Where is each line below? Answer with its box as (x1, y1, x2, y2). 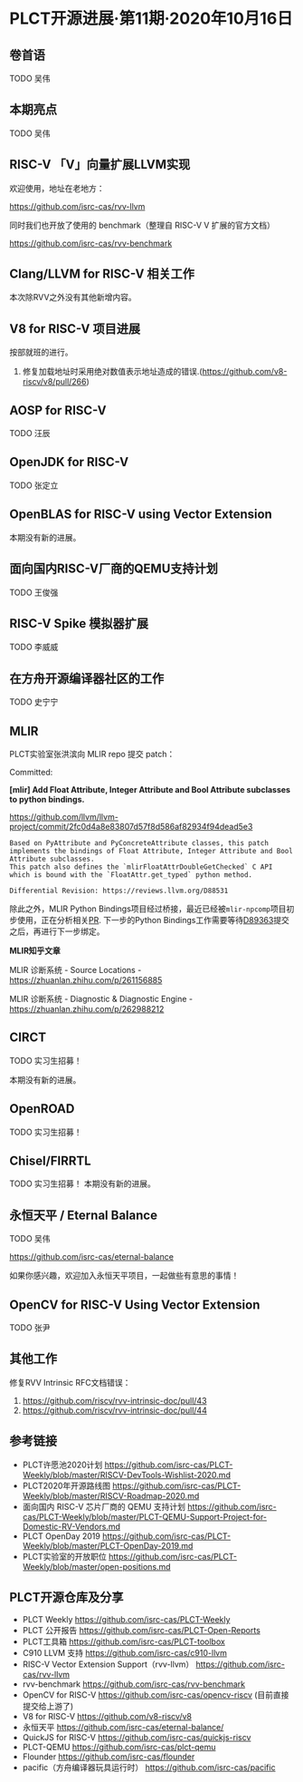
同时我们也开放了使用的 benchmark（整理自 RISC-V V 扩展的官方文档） (9, 219, 276, 230)
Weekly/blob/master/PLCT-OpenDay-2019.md (22, 1540, 194, 1551)
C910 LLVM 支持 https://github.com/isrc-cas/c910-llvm (22, 1648, 228, 1659)
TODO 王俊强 (9, 587, 59, 598)
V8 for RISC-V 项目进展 (9, 321, 141, 336)
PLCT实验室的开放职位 (22, 1551, 107, 1562)
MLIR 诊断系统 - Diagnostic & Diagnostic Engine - (9, 993, 193, 1004)
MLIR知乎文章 (9, 945, 62, 956)
